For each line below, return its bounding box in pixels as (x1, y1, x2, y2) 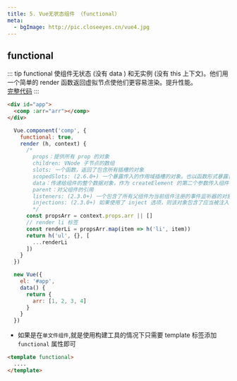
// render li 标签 (25, 219, 78, 226)
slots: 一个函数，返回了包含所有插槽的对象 (32, 167, 145, 174)
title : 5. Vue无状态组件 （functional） (7, 10, 121, 18)
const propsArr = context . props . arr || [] (25, 213, 153, 220)
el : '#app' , (20, 278, 55, 285)
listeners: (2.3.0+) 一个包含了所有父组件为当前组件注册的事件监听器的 (32, 192, 222, 200)
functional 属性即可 (17, 340, 76, 348)
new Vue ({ (13, 271, 42, 279)
